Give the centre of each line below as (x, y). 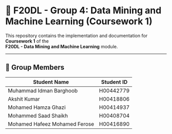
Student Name (51, 82)
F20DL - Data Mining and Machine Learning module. (62, 46)
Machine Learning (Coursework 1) (79, 21)
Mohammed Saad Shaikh (38, 116)
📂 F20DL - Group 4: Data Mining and (83, 11)
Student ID (114, 82)
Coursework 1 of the (27, 41)
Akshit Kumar (24, 99)
